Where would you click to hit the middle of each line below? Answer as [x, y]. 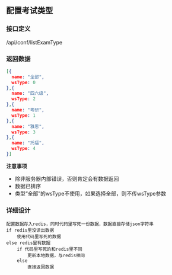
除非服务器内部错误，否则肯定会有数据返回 [67, 178]
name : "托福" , [28, 143]
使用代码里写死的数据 [39, 237]
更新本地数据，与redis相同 [56, 256]
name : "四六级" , [30, 94]
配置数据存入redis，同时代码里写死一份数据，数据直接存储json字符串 [80, 224]
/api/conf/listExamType [34, 42]
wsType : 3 [23, 132]
